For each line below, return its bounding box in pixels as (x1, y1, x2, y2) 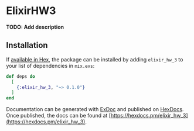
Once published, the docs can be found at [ (6, 112, 111, 119)
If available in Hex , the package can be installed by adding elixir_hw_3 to (6, 56, 183, 63)
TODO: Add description (6, 23, 64, 30)
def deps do (6, 73, 35, 80)
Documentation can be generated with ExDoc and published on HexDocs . (6, 106, 184, 113)
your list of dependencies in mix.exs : (6, 62, 95, 69)
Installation (6, 40, 48, 50)
